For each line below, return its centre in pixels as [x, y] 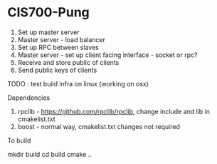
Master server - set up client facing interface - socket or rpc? [107, 55]
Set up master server [48, 32]
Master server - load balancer [61, 39]
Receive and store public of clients [68, 62]
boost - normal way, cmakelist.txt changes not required [99, 126]
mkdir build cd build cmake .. [50, 154]
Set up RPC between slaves [58, 47]
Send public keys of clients [57, 70]
